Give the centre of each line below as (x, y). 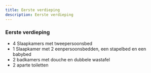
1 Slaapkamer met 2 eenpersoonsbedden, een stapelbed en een (79, 49)
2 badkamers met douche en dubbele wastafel (61, 59)
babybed (22, 54)
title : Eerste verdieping (32, 10)
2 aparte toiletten (30, 65)
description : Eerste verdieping (39, 15)
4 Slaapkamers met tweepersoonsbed (52, 43)
